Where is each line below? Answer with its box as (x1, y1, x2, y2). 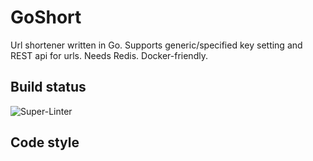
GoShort (10, 6, 82, 29)
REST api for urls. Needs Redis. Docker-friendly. (10, 49, 208, 61)
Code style (10, 134, 80, 151)
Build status (10, 79, 87, 96)
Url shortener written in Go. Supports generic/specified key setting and (10, 39, 303, 51)
